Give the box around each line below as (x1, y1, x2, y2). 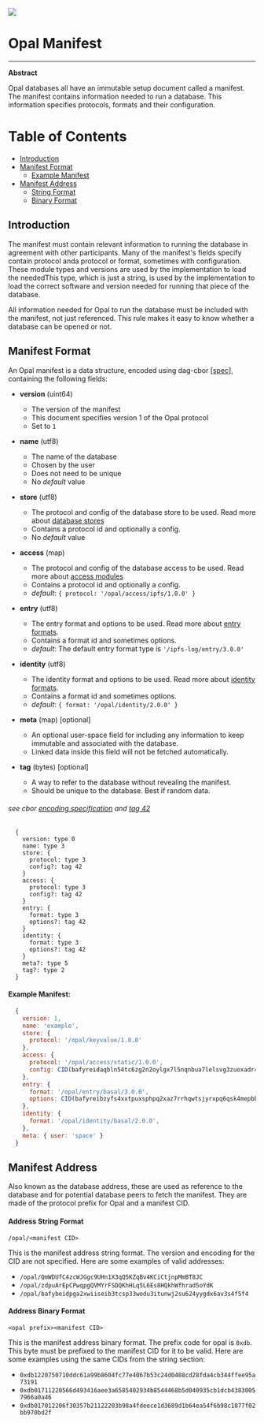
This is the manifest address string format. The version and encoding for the (8, 1248, 255, 1257)
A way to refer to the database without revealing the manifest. (31, 777, 232, 787)
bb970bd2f (19, 1408, 53, 1417)
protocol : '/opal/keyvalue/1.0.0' (28, 1037, 143, 1045)
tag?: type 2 (22, 966, 65, 974)
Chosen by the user (31, 460, 96, 469)
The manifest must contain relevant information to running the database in (8, 239, 248, 248)
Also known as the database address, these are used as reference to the (8, 1182, 244, 1191)
